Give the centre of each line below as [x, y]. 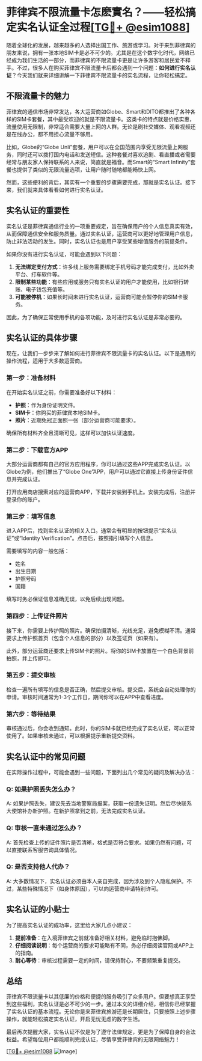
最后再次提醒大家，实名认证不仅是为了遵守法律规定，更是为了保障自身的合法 [101, 1032]
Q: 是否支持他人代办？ [38, 867]
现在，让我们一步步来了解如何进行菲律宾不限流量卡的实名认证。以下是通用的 [101, 353]
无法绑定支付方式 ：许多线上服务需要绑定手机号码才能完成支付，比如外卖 [104, 267]
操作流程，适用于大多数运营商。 [46, 361]
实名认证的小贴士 [38, 909]
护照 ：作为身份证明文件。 [47, 405]
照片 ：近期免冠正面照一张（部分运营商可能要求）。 [77, 420]
